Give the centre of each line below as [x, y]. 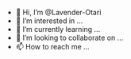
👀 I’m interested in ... [49, 21]
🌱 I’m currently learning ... [58, 29]
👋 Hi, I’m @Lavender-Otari [58, 12]
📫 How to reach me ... [52, 47]
